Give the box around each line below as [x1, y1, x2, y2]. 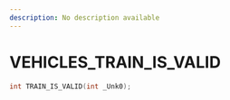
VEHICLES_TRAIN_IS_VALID [9, 51, 222, 72]
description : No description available [9, 13, 160, 23]
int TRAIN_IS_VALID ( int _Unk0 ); [9, 82, 131, 91]
